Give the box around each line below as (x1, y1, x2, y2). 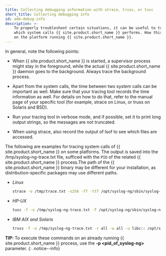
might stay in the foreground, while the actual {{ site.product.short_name (12, 63, 161, 69)
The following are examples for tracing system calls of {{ (5, 143, 121, 149)
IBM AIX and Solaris (12, 216, 53, 222)
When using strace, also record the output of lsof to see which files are (12, 128, 157, 134)
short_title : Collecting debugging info (5, 12, 90, 17)
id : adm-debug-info (5, 16, 45, 21)
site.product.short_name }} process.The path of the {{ (5, 159, 115, 165)
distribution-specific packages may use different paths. (5, 170, 118, 175)
